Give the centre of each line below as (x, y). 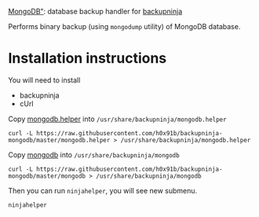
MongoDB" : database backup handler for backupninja (95, 11)
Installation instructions (88, 59)
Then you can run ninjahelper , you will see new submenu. (103, 190)
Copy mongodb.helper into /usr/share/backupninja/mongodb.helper (117, 119)
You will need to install (44, 80)
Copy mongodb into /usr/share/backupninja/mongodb (94, 154)
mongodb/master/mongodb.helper (59, 140)
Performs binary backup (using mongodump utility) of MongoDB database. (124, 26)
